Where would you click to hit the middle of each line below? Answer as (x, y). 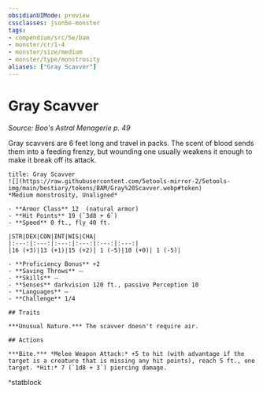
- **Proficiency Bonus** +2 (54, 264)
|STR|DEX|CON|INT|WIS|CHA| (52, 236)
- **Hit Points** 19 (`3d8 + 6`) (63, 215)
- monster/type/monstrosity (54, 60)
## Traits (24, 313)
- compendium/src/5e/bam (49, 37)
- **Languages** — (38, 292)
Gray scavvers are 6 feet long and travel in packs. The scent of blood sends (131, 143)
